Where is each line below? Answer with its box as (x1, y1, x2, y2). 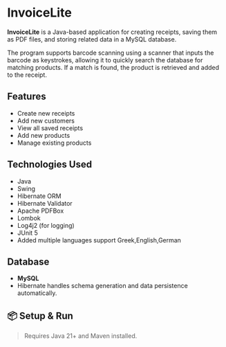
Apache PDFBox (17, 206, 64, 215)
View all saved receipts (17, 123, 84, 132)
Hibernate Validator (17, 199, 73, 207)
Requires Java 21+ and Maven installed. (23, 332, 138, 340)
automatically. (17, 289, 57, 297)
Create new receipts (17, 109, 75, 117)
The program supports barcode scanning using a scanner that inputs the (7, 48, 214, 57)
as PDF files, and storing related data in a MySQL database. (7, 35, 177, 43)
